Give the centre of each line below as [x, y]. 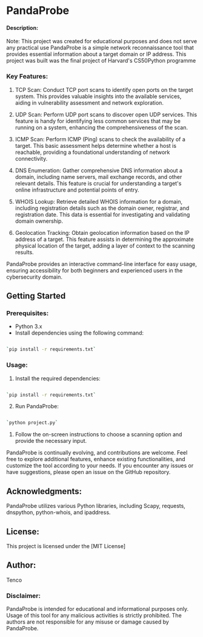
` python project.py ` [32, 423]
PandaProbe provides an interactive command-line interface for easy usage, [101, 264]
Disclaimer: [24, 596]
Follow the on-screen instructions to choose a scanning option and [98, 434]
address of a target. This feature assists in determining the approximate [104, 239]
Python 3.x [28, 327]
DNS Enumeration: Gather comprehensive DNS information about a [99, 170]
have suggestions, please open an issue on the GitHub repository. [88, 472]
